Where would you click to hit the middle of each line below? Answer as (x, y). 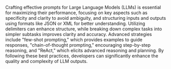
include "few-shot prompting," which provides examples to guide (74, 40)
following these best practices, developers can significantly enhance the (82, 56)
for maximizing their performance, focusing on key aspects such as (76, 13)
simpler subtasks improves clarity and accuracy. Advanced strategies (79, 34)
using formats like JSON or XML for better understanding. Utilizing (75, 23)
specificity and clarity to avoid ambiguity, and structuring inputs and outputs (86, 18)
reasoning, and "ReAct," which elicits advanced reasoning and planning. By (84, 50)
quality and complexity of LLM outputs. (47, 61)
